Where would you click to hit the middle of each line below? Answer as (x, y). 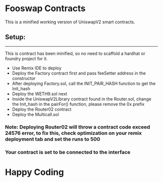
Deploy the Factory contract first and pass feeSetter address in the (79, 73)
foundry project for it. (26, 58)
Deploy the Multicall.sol (35, 114)
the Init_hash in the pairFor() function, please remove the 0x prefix (78, 104)
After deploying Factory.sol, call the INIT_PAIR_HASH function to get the (84, 83)
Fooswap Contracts (45, 8)
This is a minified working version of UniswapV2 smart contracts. (70, 22)
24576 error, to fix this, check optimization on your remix (73, 133)
